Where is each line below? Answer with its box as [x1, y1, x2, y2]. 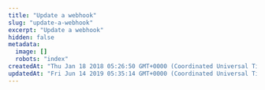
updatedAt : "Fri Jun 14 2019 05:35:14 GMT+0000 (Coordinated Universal [8, 70, 248, 77]
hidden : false [8, 33, 55, 41]
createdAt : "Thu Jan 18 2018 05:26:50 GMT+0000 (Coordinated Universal [8, 63, 248, 70]
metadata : [8, 41, 41, 49]
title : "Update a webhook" [8, 11, 97, 20]
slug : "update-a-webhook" [8, 19, 93, 27]
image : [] [15, 48, 47, 56]
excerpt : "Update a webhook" [8, 26, 104, 34]
